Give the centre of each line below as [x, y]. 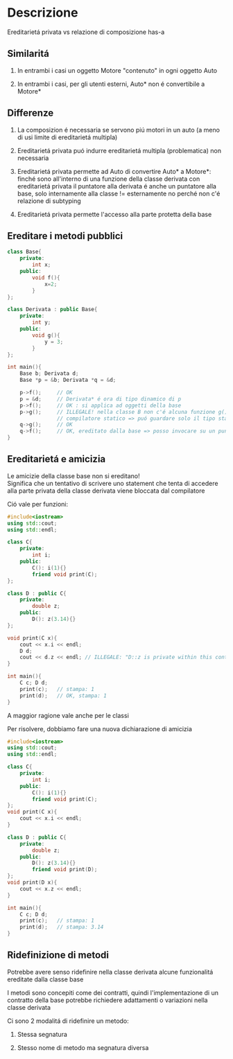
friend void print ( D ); [65, 870]
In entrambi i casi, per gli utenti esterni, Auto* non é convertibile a [111, 84]
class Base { [24, 252]
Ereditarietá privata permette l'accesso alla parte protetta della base [114, 214]
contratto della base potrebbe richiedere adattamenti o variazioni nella [107, 1000]
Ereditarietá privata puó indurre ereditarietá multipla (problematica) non [119, 150]
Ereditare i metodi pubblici [65, 236]
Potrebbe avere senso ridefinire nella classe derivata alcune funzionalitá [110, 972]
